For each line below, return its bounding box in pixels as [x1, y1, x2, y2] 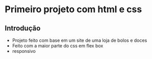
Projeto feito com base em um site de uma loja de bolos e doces [12, 37, 147, 43]
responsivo [12, 48, 36, 54]
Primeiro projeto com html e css [5, 4, 142, 15]
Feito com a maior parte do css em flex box [12, 43, 104, 49]
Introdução [5, 24, 41, 33]
